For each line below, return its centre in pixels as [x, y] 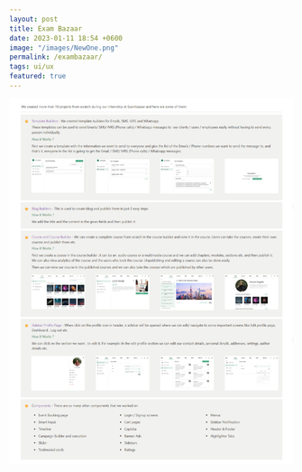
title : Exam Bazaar [46, 28]
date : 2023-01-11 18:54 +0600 [66, 38]
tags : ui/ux [32, 67]
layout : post [34, 19]
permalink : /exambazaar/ [56, 57]
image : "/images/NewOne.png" [64, 48]
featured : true [38, 77]
